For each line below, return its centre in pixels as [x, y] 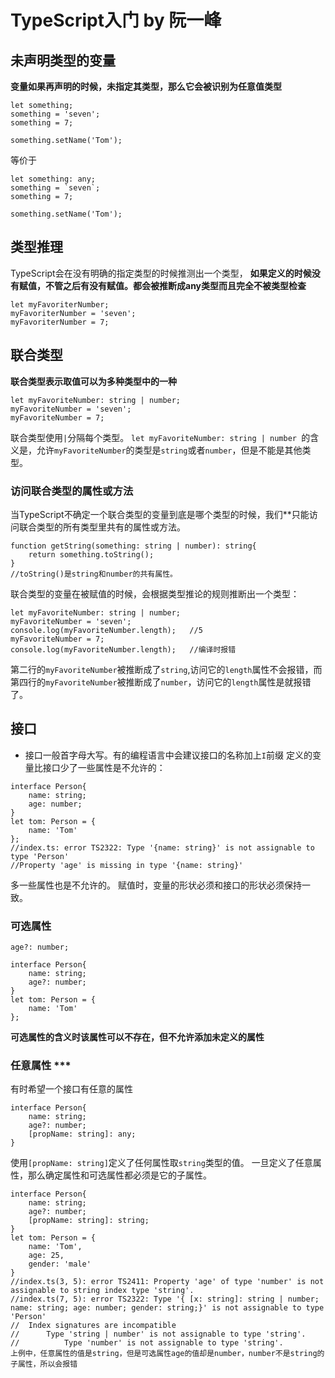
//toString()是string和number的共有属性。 [94, 574]
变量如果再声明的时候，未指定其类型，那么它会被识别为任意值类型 [146, 86]
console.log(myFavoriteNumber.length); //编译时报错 [123, 649]
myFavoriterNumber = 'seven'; [73, 313]
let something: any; [53, 179]
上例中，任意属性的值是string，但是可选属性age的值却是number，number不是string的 [167, 1354]
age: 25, [46, 1256]
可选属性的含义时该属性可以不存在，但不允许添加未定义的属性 [137, 1037]
